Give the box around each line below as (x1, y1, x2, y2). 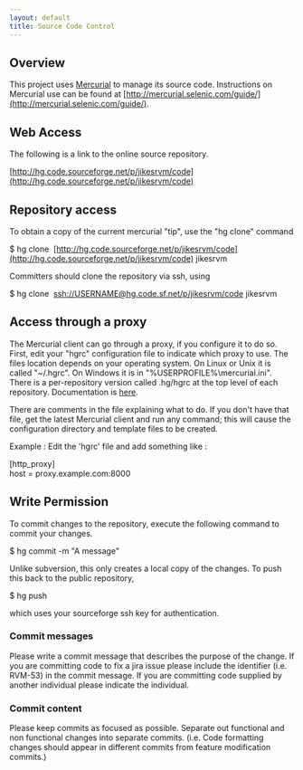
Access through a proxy (9, 314, 147, 330)
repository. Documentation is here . (9, 386, 138, 397)
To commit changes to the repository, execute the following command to (9, 518, 280, 529)
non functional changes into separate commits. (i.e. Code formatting (9, 732, 264, 743)
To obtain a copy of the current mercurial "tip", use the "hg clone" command (9, 225, 294, 236)
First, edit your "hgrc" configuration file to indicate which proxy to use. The (9, 347, 289, 358)
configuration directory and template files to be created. (9, 423, 219, 434)
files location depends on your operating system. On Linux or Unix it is (9, 357, 271, 368)
